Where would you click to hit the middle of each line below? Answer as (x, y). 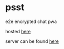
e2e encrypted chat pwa (31, 21)
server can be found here (32, 41)
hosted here (18, 31)
